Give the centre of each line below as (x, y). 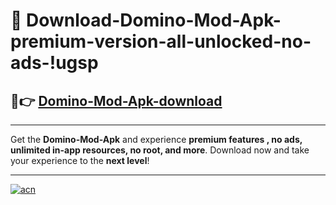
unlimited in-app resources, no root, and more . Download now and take (160, 150)
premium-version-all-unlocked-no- (161, 41)
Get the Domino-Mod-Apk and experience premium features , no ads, (156, 139)
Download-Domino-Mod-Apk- (154, 20)
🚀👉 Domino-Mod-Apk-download (116, 100)
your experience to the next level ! (80, 160)
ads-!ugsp (54, 63)
